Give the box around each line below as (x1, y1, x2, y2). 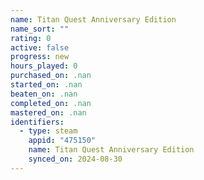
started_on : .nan (10, 80, 83, 90)
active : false (10, 42, 70, 53)
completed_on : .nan (10, 98, 92, 108)
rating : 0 (10, 33, 52, 43)
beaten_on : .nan (10, 89, 78, 99)
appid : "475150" (28, 136, 97, 146)
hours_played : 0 (10, 61, 78, 71)
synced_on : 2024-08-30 (28, 154, 123, 164)
